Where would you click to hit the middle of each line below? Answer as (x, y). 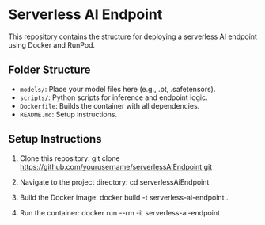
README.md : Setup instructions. (68, 114)
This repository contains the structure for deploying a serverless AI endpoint (132, 36)
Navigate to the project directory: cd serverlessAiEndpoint (114, 182)
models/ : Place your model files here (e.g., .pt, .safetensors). (117, 89)
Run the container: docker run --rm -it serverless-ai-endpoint (119, 212)
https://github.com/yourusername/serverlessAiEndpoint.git (116, 166)
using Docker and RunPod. (52, 44)
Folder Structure (49, 70)
